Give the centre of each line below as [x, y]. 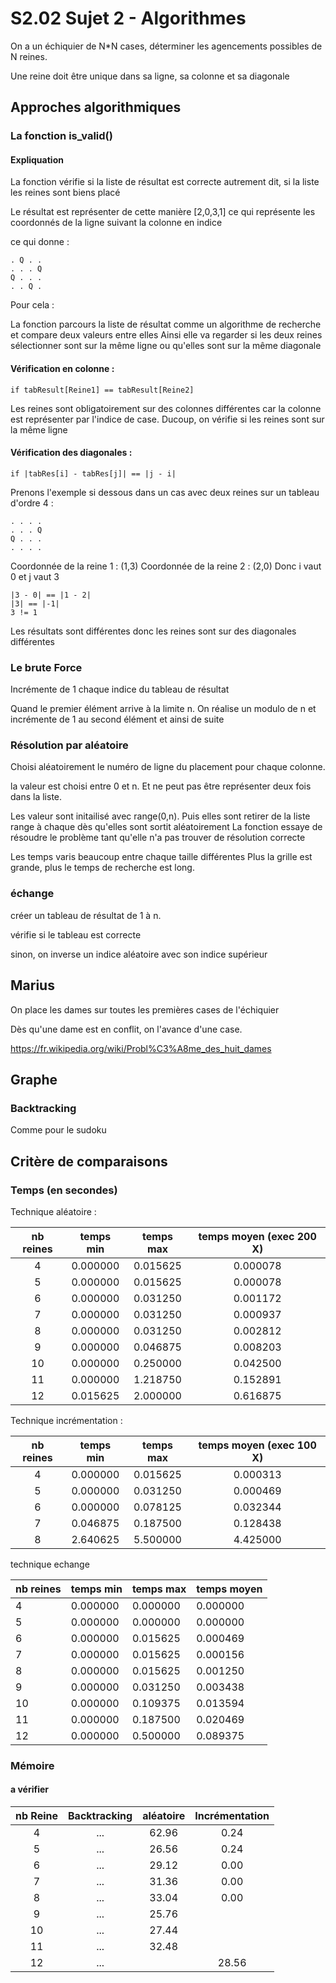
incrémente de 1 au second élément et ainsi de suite [117, 719]
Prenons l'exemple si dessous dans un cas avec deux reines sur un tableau [165, 492]
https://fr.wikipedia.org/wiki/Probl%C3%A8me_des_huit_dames [141, 1048]
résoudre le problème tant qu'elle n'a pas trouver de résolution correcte [158, 838]
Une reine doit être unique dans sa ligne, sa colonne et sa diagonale [150, 76]
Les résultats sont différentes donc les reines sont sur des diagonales [153, 631]
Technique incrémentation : [66, 1420]
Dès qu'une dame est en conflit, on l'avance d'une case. [126, 1029]
